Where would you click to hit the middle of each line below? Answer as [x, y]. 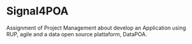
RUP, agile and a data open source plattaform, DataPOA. [77, 34]
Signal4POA [37, 11]
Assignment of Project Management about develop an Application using [96, 28]
